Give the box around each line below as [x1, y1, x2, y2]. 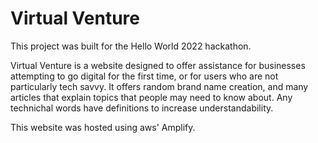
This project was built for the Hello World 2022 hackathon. [10, 40, 252, 52]
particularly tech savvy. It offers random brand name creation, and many [10, 80, 309, 92]
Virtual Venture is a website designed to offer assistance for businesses [10, 59, 306, 71]
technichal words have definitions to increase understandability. [10, 102, 274, 114]
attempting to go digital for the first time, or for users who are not [10, 70, 279, 82]
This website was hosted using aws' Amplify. [10, 121, 196, 133]
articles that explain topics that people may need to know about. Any [10, 91, 293, 103]
